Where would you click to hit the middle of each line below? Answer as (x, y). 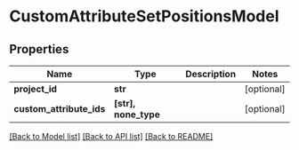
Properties (39, 49)
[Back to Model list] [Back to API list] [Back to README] (111, 136)
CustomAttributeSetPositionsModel (144, 16)
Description (211, 74)
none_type (137, 114)
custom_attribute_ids (60, 109)
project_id (36, 89)
